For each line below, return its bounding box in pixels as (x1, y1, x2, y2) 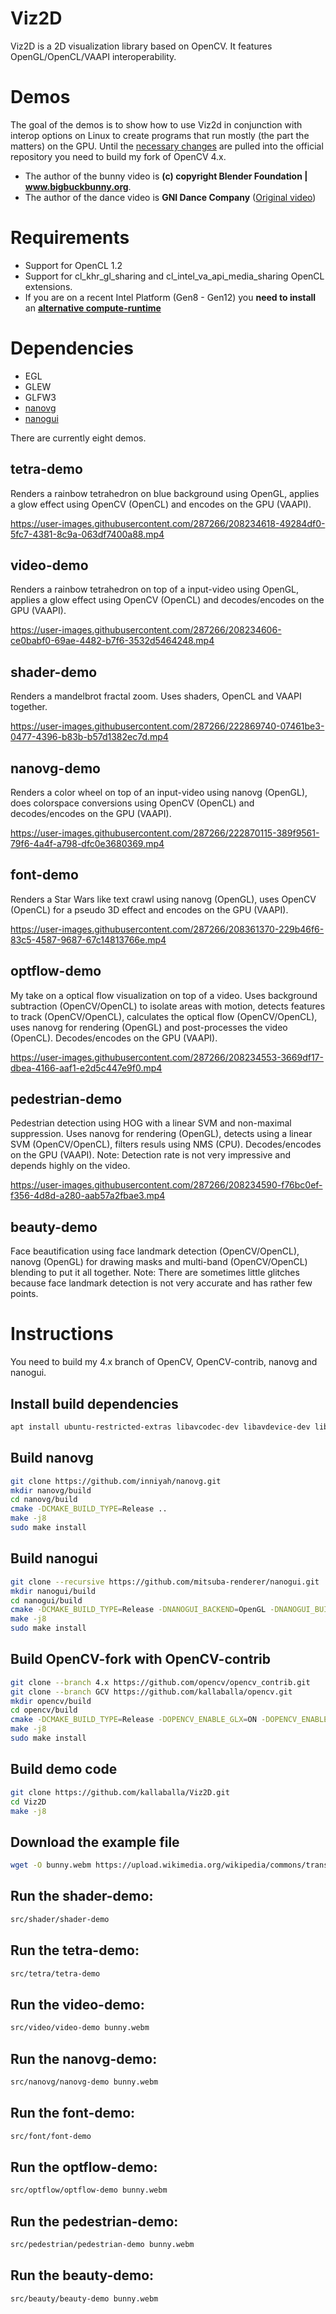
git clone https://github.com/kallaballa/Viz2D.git (10, 1787, 230, 1797)
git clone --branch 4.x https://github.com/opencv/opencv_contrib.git (10, 1677, 311, 1687)
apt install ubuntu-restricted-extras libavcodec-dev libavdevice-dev (10, 1422, 311, 1432)
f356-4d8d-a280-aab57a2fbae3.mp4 (10, 1190, 166, 1202)
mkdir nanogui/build (10, 1586, 97, 1596)
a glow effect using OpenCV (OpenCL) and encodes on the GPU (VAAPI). (10, 498, 312, 510)
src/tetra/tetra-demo (10, 1968, 101, 1979)
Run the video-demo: (10, 1996, 145, 2013)
